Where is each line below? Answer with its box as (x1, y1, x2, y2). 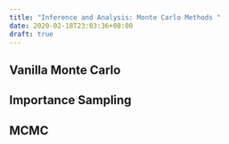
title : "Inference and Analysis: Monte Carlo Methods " (9, 12, 221, 22)
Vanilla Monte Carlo (9, 62, 121, 77)
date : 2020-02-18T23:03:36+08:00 (9, 21, 134, 30)
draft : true (9, 29, 53, 38)
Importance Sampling (9, 92, 132, 108)
